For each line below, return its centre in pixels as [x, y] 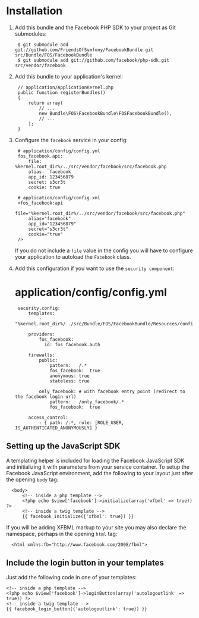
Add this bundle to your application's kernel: [69, 76]
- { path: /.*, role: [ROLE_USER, [82, 423]
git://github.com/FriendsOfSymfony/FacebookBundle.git [84, 50]
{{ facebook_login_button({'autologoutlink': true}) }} [77, 609]
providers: [42, 334]
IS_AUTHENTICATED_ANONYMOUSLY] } [56, 428]
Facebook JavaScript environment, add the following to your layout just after [100, 473]
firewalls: [42, 355]
